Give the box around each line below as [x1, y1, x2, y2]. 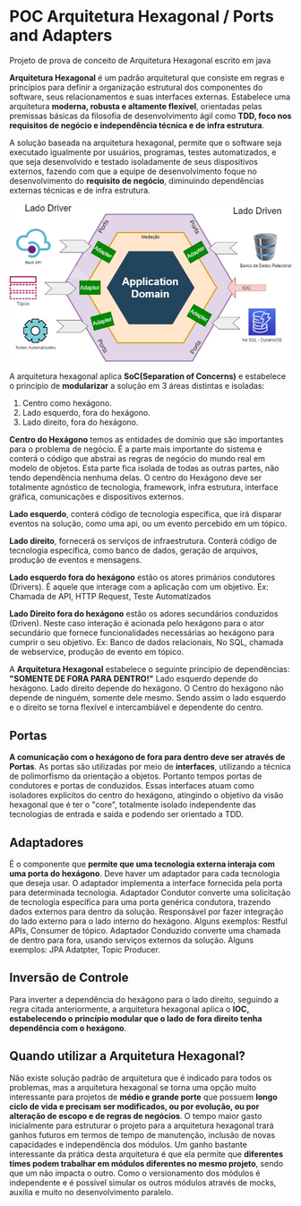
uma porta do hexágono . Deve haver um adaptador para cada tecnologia [9, 868, 280, 879]
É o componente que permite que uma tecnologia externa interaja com [9, 858, 276, 870]
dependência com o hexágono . [9, 1022, 127, 1033]
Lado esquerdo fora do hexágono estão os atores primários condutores [9, 572, 276, 583]
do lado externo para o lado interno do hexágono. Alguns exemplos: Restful [9, 916, 288, 926]
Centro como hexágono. [21, 398, 112, 409]
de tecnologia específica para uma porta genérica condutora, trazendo [9, 897, 271, 908]
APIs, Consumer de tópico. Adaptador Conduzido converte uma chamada [9, 926, 281, 936]
